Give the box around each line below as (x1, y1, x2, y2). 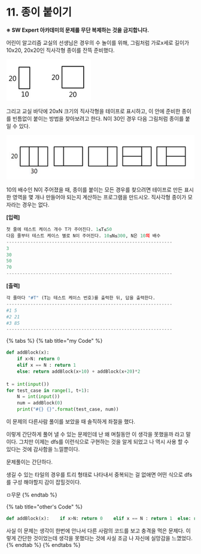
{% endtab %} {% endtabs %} (6, 541, 81, 548)
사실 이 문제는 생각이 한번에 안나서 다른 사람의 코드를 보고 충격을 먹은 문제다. (6, 527, 185, 534)
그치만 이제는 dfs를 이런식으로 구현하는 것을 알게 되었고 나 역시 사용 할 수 (19, 438, 190, 446)
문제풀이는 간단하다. (6, 458, 53, 465)
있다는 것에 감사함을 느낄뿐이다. (6, 446, 80, 453)
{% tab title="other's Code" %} (6, 503, 83, 510)
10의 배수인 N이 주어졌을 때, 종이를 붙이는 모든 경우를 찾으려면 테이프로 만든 (6, 186, 183, 193)
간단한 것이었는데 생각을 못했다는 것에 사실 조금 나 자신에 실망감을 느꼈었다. (17, 534, 193, 541)
